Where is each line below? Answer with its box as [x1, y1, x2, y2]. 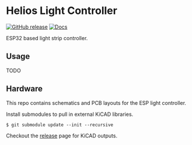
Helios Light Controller [6, 4, 118, 17]
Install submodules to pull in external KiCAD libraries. [6, 111, 134, 118]
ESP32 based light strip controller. [6, 34, 88, 41]
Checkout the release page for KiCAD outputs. [6, 132, 118, 139]
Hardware [6, 84, 43, 94]
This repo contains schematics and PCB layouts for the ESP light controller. [6, 99, 187, 106]
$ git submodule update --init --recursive [6, 122, 114, 128]
